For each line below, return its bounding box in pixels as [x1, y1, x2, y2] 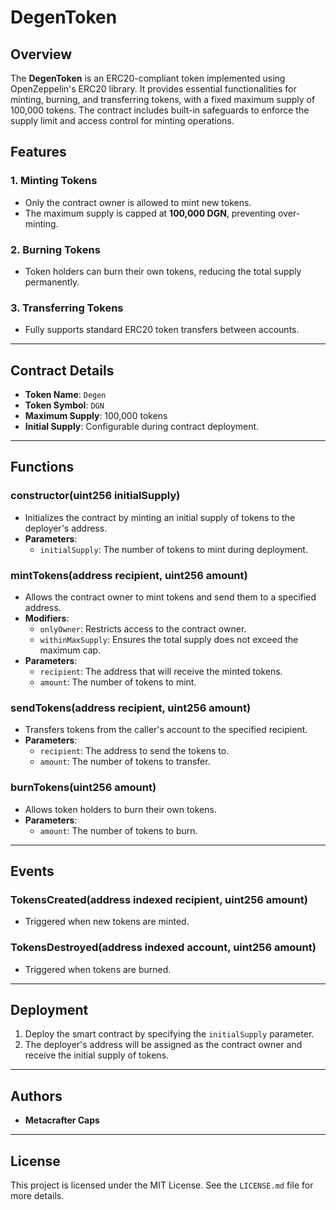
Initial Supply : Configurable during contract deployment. [24, 421, 260, 433]
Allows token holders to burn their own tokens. [24, 803, 217, 815]
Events [10, 863, 55, 880]
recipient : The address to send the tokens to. [39, 745, 230, 757]
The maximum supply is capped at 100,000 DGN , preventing [24, 207, 277, 219]
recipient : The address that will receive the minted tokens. [39, 666, 283, 678]
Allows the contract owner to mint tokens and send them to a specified [24, 591, 317, 603]
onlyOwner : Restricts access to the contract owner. [39, 623, 247, 635]
